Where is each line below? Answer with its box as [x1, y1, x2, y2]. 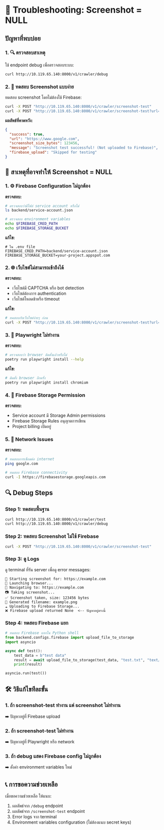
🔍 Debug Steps [5, 489, 53, 497]
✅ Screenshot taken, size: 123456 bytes [5, 595, 89, 600]
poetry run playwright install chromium [5, 380, 89, 385]
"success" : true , [9, 132, 45, 137]
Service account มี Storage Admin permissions [12, 412, 106, 419]
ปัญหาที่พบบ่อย [5, 34, 41, 42]
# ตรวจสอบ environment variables [5, 217, 71, 222]
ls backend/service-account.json [5, 208, 73, 213]
